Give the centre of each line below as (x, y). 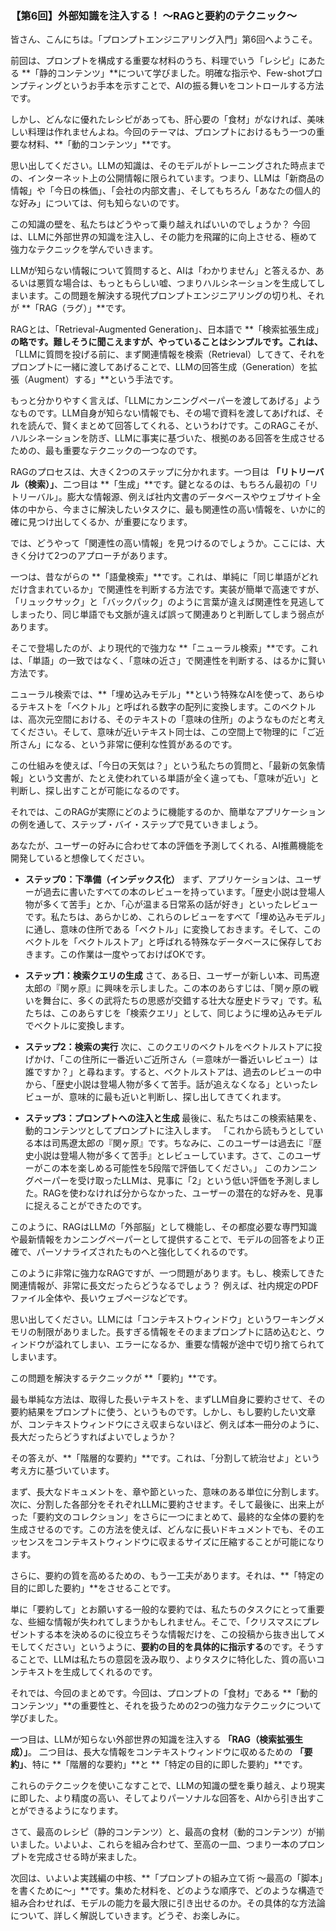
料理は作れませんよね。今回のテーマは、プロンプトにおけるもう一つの (172, 132)
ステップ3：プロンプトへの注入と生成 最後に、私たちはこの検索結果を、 (173, 1118)
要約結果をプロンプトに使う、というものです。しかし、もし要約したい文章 (163, 1412)
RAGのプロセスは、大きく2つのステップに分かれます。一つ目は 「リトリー (163, 472)
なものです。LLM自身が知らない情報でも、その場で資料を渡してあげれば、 (163, 413)
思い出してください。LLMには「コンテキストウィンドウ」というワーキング (163, 1319)
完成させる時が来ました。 (89, 1857)
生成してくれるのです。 (110, 1672)
